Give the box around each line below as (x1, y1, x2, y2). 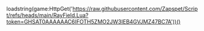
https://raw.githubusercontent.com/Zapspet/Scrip (72, 5, 198, 12)
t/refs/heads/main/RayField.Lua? (6, 12, 89, 19)
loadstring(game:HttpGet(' (6, 5, 73, 12)
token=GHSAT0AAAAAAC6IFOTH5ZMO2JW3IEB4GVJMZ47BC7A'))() (6, 18, 181, 25)
